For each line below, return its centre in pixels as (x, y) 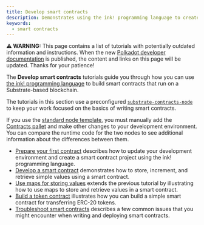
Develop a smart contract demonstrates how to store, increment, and (101, 170)
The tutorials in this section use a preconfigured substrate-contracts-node (100, 102)
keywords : (19, 23)
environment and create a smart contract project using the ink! (93, 158)
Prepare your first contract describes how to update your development (104, 151)
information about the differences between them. (68, 139)
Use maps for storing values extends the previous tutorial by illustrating (104, 183)
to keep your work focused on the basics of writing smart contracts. (91, 108)
